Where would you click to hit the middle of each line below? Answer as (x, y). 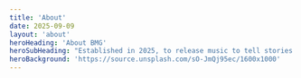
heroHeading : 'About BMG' (58, 43)
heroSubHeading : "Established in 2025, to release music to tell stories (151, 51)
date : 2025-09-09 (42, 26)
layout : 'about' (40, 34)
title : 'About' (38, 17)
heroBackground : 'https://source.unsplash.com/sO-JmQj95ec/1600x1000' (145, 59)
